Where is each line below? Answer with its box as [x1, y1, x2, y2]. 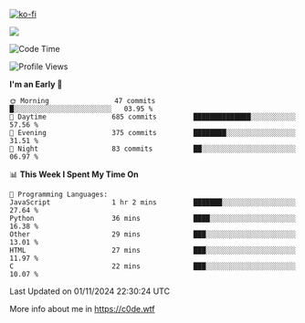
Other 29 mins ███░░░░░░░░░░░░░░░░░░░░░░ [9, 230, 297, 239]
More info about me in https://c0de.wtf [9, 304, 155, 314]
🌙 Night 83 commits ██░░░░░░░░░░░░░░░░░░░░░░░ [9, 144, 297, 153]
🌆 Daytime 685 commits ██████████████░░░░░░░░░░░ [9, 112, 297, 121]
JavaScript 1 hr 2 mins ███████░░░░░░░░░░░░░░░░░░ [9, 198, 297, 207]
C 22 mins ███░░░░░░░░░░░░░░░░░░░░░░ [9, 262, 297, 271]
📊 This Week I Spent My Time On [9, 169, 139, 180]
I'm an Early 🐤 [9, 78, 63, 89]
